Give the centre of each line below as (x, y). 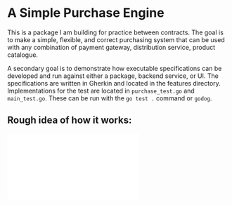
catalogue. (23, 55)
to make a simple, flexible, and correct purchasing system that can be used (116, 39)
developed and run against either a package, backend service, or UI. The (113, 76)
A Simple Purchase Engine (86, 13)
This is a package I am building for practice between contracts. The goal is (115, 32)
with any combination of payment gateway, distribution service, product (111, 47)
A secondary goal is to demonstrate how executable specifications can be (115, 68)
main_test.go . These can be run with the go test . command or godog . (110, 98)
